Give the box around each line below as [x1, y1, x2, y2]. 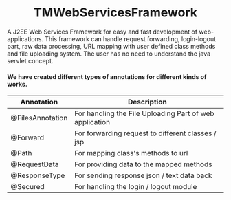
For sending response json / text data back [74, 170, 212, 180]
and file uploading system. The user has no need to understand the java [7, 49, 211, 58]
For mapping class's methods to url [74, 148, 188, 158]
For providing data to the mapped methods [74, 159, 212, 169]
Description [127, 98, 167, 107]
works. [7, 80, 27, 88]
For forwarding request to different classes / [74, 129, 217, 138]
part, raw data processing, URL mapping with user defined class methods [7, 42, 216, 50]
